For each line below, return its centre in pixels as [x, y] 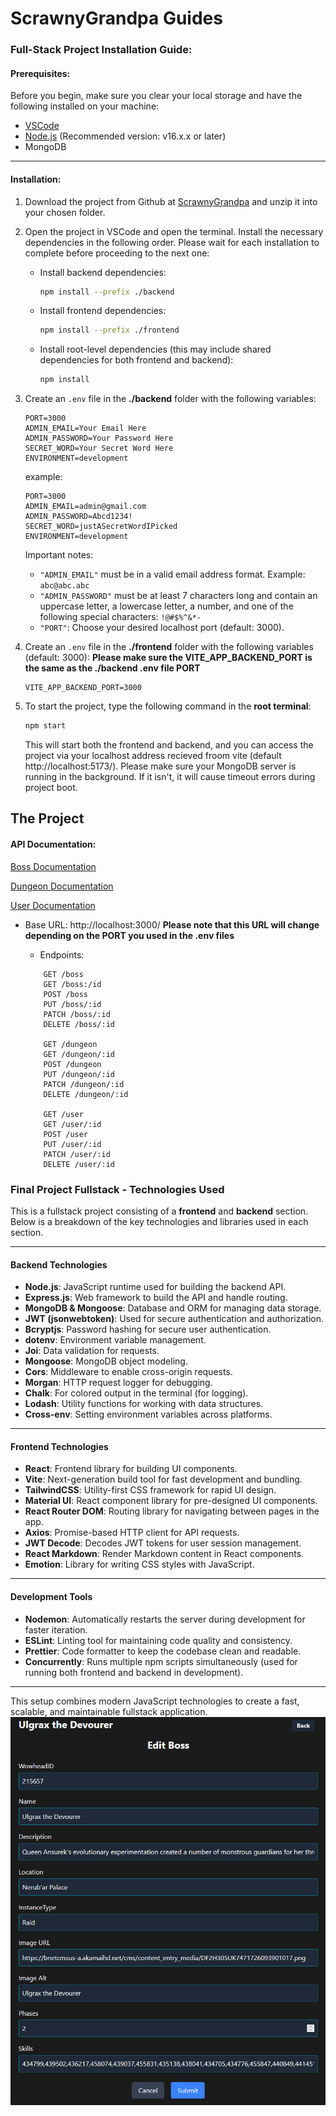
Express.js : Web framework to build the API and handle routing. [156, 1298]
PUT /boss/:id [72, 1004]
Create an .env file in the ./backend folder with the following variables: [170, 399]
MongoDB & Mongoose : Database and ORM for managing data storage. [173, 1308]
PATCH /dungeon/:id [84, 1084]
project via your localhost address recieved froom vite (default [153, 756]
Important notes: [59, 555]
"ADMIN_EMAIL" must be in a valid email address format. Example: [172, 574]
